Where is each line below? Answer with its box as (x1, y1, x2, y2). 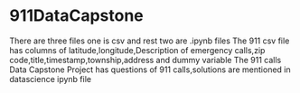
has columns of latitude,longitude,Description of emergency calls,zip (9, 44, 266, 55)
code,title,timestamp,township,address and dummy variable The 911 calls (9, 54, 282, 65)
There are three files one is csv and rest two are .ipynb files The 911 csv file (9, 35, 290, 46)
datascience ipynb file (9, 73, 92, 84)
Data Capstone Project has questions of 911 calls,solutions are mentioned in (9, 64, 291, 75)
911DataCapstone (9, 5, 145, 26)
